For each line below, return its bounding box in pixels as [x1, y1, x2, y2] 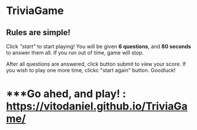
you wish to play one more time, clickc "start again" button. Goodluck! [6, 67, 176, 74]
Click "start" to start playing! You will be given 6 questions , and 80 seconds [6, 43, 191, 50]
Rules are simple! [6, 28, 71, 37]
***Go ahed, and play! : [6, 87, 126, 101]
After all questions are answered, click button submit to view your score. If [6, 60, 186, 67]
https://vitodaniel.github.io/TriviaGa [6, 100, 188, 113]
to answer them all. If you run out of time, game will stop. [6, 49, 144, 56]
